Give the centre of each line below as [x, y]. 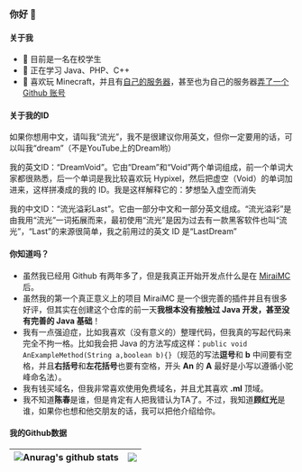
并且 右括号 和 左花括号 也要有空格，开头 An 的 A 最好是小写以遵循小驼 [166, 366]
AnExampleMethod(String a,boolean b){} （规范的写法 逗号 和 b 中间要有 [153, 354]
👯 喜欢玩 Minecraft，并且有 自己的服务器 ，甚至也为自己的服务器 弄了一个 [156, 82]
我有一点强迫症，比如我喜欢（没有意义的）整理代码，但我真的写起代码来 [156, 331]
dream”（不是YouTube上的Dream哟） [106, 148]
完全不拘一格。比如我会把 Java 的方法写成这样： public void [135, 343]
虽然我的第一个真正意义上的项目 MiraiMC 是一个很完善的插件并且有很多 [155, 298]
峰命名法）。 [44, 377]
